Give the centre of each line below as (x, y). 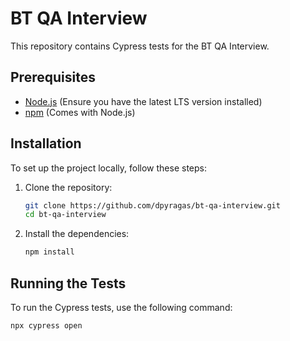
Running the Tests (68, 283)
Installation (46, 143)
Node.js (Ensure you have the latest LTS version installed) (143, 101)
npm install (49, 252)
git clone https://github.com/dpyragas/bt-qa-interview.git (152, 205)
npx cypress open (46, 326)
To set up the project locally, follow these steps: (109, 168)
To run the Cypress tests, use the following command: (121, 307)
